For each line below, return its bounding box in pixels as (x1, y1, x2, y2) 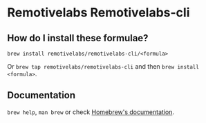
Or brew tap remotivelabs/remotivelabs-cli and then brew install (7, 63, 199, 70)
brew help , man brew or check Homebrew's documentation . (7, 108, 175, 116)
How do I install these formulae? (7, 32, 149, 44)
